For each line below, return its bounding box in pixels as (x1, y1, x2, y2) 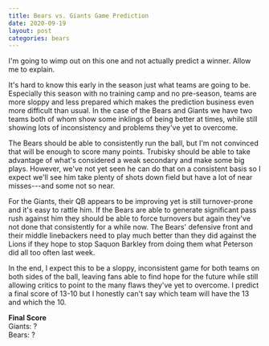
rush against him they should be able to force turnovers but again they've (8, 214, 251, 223)
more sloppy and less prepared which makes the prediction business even (8, 97, 255, 107)
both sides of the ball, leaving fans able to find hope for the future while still (8, 272, 259, 282)
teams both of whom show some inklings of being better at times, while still (8, 114, 258, 124)
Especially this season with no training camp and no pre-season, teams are (8, 89, 257, 99)
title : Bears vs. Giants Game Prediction (8, 11, 149, 20)
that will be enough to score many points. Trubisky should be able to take (8, 147, 251, 157)
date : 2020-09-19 (8, 19, 67, 27)
